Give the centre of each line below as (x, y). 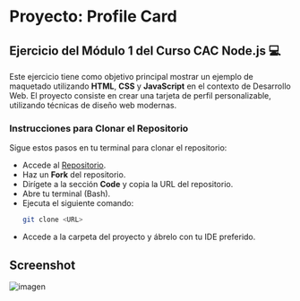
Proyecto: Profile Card (93, 17)
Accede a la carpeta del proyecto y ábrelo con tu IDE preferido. (139, 237)
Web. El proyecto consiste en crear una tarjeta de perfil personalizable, (140, 95)
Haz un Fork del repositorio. (74, 175)
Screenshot (43, 265)
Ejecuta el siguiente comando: (78, 203)
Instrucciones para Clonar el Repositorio (99, 128)
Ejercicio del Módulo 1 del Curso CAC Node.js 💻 (145, 51)
